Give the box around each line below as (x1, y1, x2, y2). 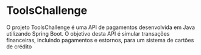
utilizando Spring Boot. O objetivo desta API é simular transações (6, 30, 170, 37)
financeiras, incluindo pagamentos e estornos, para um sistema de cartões (6, 36, 194, 44)
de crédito (6, 43, 32, 50)
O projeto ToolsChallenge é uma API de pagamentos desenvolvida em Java (6, 24, 196, 31)
